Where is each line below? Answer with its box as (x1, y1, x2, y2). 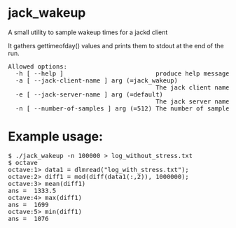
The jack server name (155, 97, 230, 106)
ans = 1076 (8, 215, 49, 222)
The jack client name (155, 83, 230, 92)
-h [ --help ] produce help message (15, 69, 230, 78)
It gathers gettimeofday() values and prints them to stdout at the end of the (8, 41, 224, 50)
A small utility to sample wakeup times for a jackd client (8, 28, 168, 36)
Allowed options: (8, 62, 67, 71)
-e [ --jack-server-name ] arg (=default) (15, 90, 164, 99)
